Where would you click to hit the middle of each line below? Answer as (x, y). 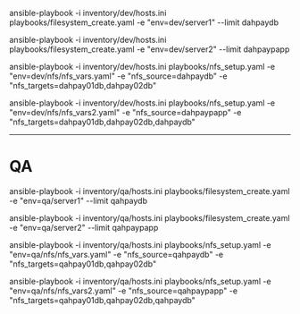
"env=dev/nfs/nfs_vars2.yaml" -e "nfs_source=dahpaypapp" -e (125, 112)
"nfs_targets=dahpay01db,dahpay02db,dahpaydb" (103, 122)
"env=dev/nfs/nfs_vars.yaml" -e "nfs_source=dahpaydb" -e (118, 76)
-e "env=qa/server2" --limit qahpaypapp (84, 227)
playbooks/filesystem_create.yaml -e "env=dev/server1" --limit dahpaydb (144, 22)
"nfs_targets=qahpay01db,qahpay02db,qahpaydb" (103, 300)
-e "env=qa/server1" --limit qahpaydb (79, 200)
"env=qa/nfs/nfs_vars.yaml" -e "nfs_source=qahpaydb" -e (117, 254)
